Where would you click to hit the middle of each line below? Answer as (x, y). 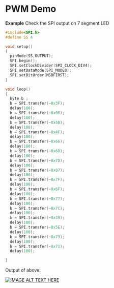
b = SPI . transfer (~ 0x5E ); (37, 228)
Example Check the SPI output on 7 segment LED (57, 23)
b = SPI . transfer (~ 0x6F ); (37, 189)
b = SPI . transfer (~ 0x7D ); (37, 160)
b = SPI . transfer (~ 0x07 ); (37, 170)
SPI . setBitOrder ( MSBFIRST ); (40, 75)
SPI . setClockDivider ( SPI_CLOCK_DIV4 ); (51, 66)
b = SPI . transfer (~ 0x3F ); (37, 104)
